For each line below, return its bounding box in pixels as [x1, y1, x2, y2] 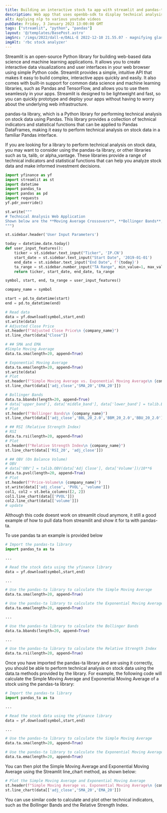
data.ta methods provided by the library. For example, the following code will [5, 670, 162, 676]
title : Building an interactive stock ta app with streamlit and [5, 7, 143, 12]
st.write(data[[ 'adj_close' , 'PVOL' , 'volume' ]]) [5, 484, 110, 489]
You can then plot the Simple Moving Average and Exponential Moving [5, 763, 149, 769]
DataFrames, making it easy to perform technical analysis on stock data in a [5, 127, 161, 133]
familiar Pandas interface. [5, 132, 58, 138]
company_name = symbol [5, 287, 52, 292]
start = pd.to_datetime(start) [5, 296, 70, 301]
